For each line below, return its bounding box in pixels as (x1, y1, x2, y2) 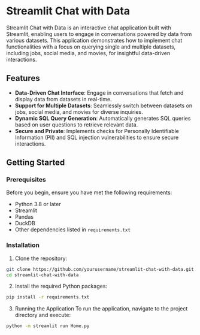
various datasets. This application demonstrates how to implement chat (6, 37, 183, 44)
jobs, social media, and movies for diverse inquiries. (14, 108, 144, 115)
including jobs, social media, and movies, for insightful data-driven (6, 49, 171, 56)
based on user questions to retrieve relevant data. (14, 121, 138, 128)
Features (6, 73, 40, 83)
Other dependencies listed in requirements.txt (14, 226, 131, 233)
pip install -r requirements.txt (6, 294, 90, 300)
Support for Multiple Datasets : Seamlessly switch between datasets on (14, 102, 193, 109)
